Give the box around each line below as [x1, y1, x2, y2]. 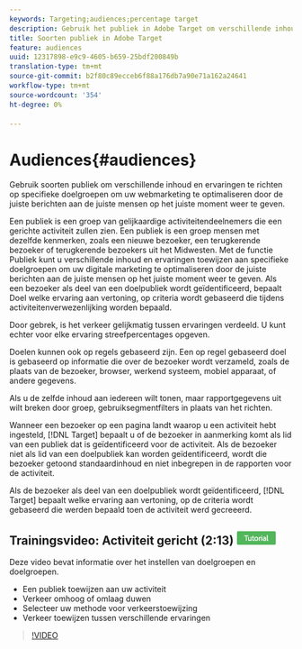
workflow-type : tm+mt [9, 81, 91, 90]
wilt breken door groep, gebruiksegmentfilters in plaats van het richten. [9, 402, 273, 414]
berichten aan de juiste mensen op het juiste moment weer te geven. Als [9, 273, 277, 284]
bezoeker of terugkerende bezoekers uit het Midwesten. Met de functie [9, 244, 274, 256]
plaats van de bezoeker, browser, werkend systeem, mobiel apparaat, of [9, 366, 277, 377]
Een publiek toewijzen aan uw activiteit [22, 584, 166, 595]
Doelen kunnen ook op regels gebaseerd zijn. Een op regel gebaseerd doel [9, 347, 287, 358]
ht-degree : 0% [9, 100, 63, 109]
